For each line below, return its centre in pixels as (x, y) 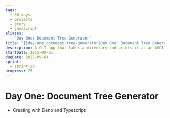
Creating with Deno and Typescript (49, 110)
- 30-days (20, 15)
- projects (21, 19)
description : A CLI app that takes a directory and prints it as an (79, 48)
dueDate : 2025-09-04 (27, 57)
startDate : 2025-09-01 (29, 52)
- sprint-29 (23, 66)
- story (18, 24)
